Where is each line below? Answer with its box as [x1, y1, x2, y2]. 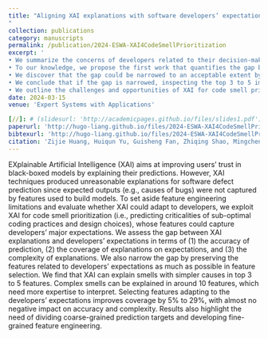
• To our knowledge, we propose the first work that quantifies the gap [8, 64, 255, 72]
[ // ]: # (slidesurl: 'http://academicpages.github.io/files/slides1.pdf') [8, 115, 262, 124]
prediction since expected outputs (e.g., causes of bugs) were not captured [8, 185, 257, 194]
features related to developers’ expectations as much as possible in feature [8, 261, 256, 271]
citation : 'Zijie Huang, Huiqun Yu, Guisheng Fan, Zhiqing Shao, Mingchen [8, 137, 262, 145]
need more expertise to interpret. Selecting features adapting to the [8, 287, 231, 296]
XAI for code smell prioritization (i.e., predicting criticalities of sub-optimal [8, 210, 251, 220]
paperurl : [8, 123, 41, 131]
